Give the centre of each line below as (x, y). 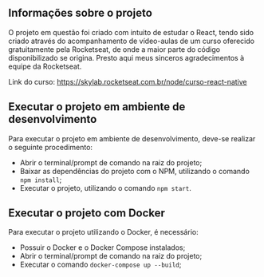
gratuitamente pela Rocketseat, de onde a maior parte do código (114, 49)
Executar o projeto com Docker (87, 214)
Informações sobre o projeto (81, 13)
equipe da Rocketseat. (45, 66)
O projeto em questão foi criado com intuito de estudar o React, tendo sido (131, 32)
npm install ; (41, 180)
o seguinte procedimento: (51, 147)
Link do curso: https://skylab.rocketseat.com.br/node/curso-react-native (128, 81)
